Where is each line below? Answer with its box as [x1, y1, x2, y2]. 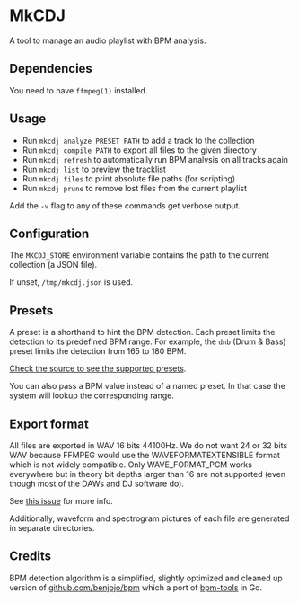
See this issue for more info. [9, 496, 114, 506]
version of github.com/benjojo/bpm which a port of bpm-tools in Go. [9, 581, 263, 593]
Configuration [9, 226, 90, 241]
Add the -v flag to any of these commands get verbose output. [9, 199, 241, 211]
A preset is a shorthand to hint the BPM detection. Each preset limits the [9, 327, 276, 338]
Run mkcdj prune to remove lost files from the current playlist [22, 182, 248, 193]
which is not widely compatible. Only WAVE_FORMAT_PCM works [9, 459, 253, 470]
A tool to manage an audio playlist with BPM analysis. [9, 35, 206, 46]
